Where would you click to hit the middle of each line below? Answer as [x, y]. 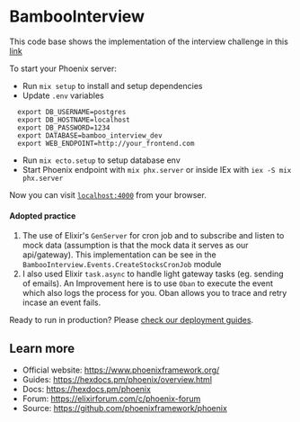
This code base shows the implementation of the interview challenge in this [149, 41]
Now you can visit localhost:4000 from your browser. [108, 194]
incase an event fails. [62, 302]
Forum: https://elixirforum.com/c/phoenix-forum [111, 399]
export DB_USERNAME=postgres [72, 112]
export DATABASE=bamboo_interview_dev [90, 135]
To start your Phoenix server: [63, 68]
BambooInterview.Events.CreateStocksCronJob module [122, 265]
